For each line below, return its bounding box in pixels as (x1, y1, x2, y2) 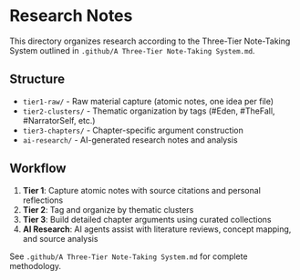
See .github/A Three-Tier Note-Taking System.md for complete (9, 251, 248, 262)
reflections (22, 195, 64, 205)
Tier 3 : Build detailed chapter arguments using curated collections (22, 214, 272, 225)
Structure (9, 72, 66, 87)
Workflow (9, 161, 67, 176)
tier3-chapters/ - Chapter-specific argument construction (22, 125, 244, 135)
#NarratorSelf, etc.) (22, 115, 96, 125)
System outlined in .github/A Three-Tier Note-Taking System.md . (9, 45, 255, 55)
